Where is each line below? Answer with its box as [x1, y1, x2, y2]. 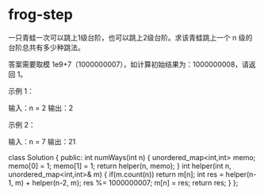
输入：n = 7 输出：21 [8, 136, 76, 146]
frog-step [8, 6, 73, 24]
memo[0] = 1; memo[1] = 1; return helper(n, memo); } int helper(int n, [8, 161, 231, 170]
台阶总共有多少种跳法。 [8, 42, 85, 52]
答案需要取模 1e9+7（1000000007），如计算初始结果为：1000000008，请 [8, 59, 250, 69]
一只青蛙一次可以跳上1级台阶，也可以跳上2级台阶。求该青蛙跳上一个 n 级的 [8, 32, 253, 42]
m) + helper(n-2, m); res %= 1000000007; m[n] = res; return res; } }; [14, 178, 239, 187]
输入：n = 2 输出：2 [8, 103, 74, 113]
